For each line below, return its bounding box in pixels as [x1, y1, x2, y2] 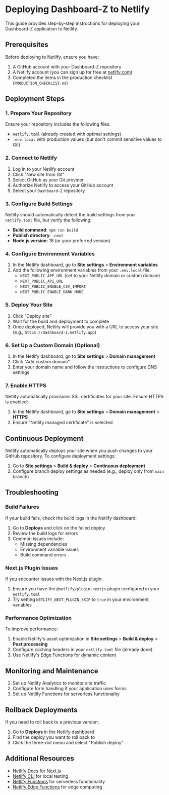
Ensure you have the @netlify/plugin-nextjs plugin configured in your [12, 586, 160, 592]
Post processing [12, 641, 48, 647]
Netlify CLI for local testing [12, 773, 69, 779]
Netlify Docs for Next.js [12, 768, 62, 774]
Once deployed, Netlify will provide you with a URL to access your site [12, 323, 159, 330]
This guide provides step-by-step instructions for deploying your [5, 20, 140, 26]
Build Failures [5, 503, 39, 510]
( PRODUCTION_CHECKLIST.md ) [12, 80, 68, 86]
